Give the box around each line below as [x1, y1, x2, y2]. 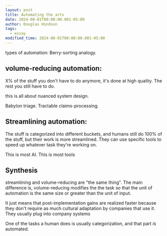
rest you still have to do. [5, 83, 55, 89]
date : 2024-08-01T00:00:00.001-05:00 [5, 17, 85, 22]
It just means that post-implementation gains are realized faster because [5, 200, 157, 206]
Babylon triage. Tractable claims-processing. [5, 102, 99, 109]
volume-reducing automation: [5, 64, 102, 73]
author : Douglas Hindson [5, 21, 58, 27]
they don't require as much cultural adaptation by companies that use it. [5, 206, 155, 212]
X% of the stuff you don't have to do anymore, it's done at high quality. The [5, 77, 162, 84]
